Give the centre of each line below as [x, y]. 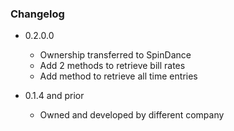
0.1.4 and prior [54, 96]
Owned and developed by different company [132, 115]
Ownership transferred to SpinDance [115, 55]
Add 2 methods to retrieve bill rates [112, 66]
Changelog [37, 14]
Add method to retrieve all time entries [118, 76]
